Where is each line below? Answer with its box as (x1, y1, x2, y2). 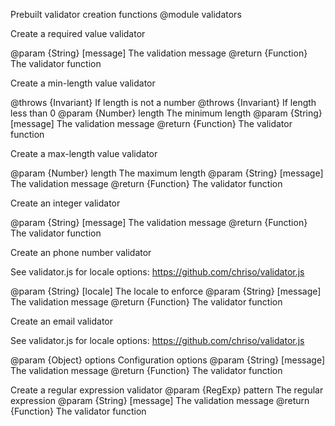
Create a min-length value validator (10, 77, 156, 89)
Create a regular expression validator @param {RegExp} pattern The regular (10, 384, 324, 396)
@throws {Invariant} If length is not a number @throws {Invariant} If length (10, 97, 317, 108)
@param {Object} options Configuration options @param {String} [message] (10, 354, 325, 366)
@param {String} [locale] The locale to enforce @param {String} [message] (10, 285, 322, 297)
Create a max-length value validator (10, 148, 158, 159)
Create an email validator (10, 315, 114, 327)
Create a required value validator (10, 28, 146, 39)
